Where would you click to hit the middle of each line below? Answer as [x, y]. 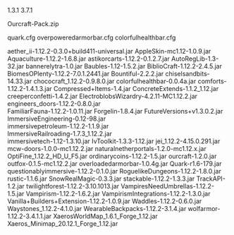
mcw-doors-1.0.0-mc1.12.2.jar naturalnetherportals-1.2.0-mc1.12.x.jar [107, 149]
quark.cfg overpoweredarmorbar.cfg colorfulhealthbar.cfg [92, 37]
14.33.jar [20, 81]
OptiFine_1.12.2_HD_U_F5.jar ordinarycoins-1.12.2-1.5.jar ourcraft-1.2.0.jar [112, 156]
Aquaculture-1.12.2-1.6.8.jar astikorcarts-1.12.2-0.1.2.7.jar [89, 59]
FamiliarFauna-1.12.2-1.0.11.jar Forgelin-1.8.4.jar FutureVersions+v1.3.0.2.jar [115, 111]
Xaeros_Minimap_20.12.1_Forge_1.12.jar [63, 224]
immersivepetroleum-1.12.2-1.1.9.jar [58, 126]
